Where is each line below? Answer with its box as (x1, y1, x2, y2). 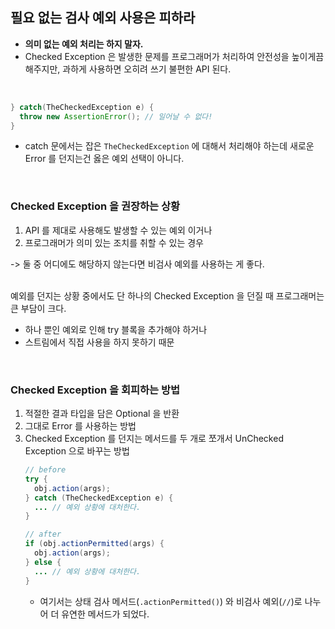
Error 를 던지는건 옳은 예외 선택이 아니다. (24, 153, 185, 165)
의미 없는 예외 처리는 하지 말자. (24, 38, 144, 50)
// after (24, 529, 62, 540)
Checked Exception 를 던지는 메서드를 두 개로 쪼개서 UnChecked (24, 433, 284, 445)
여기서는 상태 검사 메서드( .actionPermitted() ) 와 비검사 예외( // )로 (39, 595, 303, 607)
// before (24, 465, 67, 475)
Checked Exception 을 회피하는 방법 (10, 383, 181, 397)
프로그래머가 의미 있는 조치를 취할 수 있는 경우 (24, 236, 204, 248)
